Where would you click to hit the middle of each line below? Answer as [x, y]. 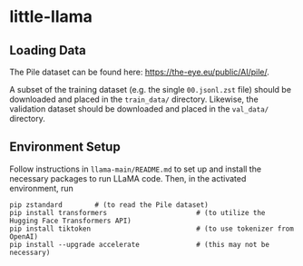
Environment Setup [65, 147]
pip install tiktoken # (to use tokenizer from [152, 229]
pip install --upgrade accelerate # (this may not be [140, 244]
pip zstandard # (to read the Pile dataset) [109, 205]
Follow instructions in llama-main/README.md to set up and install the [135, 169]
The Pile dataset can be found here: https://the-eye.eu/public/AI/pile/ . [140, 72]
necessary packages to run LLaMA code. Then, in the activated [128, 178]
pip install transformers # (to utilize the [137, 212]
